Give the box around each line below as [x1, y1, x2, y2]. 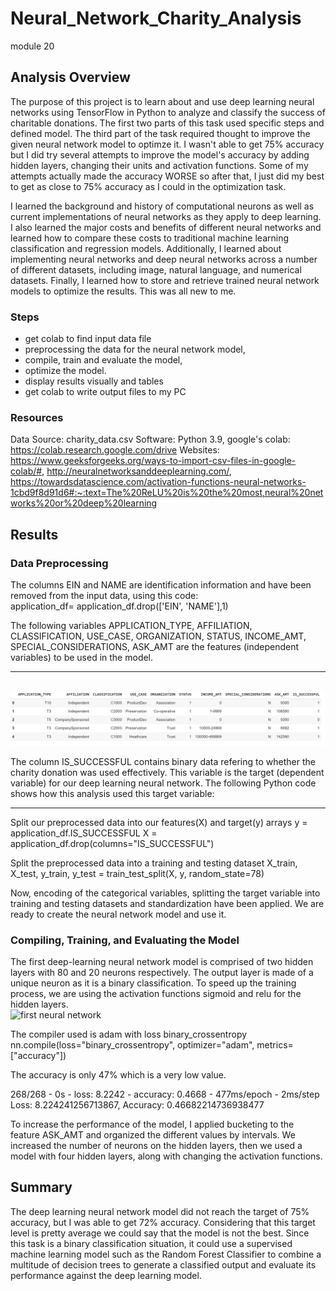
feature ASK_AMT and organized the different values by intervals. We [10, 1128, 296, 1141]
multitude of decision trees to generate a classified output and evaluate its [10, 1258, 317, 1271]
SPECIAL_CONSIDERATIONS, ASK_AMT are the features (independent [10, 641, 300, 653]
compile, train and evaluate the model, [24, 354, 183, 366]
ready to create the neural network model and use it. [10, 908, 227, 920]
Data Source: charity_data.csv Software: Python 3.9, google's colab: [10, 433, 291, 446]
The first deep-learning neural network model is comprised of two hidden [10, 955, 314, 967]
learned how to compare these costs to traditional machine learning [10, 232, 289, 244]
